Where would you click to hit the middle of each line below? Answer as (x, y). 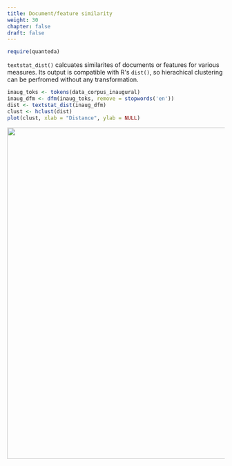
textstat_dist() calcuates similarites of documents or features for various (113, 65)
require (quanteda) (33, 52)
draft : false (26, 33)
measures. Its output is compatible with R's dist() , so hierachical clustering (115, 72)
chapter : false (29, 26)
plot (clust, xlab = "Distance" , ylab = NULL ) (74, 118)
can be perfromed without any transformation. (73, 79)
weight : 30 (23, 20)
